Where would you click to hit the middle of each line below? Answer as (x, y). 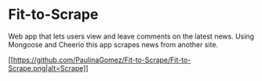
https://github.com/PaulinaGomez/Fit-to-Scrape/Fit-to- (102, 60)
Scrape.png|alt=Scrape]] (48, 68)
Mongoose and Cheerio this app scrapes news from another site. (113, 44)
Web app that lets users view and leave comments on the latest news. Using (131, 36)
